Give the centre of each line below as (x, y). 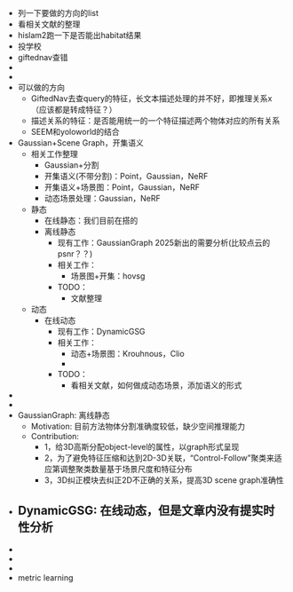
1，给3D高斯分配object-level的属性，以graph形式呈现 (142, 447)
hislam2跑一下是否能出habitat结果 (79, 35)
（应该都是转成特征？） (74, 110)
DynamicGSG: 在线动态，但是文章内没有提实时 (146, 511)
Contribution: (55, 436)
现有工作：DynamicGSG (101, 332)
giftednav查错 (43, 57)
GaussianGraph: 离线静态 (64, 415)
